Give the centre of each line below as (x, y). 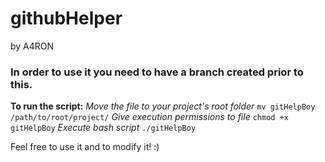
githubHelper (66, 18)
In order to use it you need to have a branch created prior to (157, 72)
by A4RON (32, 46)
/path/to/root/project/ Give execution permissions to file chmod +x (149, 117)
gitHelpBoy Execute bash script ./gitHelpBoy (103, 128)
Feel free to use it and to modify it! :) (85, 147)
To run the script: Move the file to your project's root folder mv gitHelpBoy (163, 106)
